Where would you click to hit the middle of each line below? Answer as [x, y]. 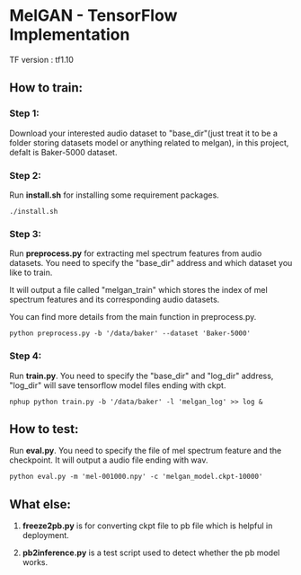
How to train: [46, 88]
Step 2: [26, 175]
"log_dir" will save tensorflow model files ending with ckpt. [118, 385]
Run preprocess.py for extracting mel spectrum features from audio [136, 253]
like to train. [31, 273]
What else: [40, 504]
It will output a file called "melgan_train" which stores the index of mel [138, 290]
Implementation [70, 35]
